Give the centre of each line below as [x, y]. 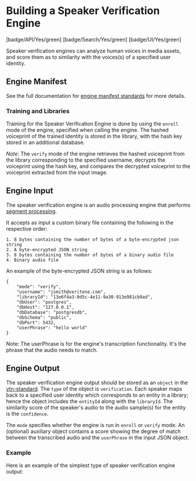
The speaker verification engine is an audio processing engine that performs [98, 205]
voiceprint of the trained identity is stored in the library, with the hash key [94, 137]
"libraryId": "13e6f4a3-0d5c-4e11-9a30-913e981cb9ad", [85, 297]
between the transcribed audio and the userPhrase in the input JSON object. [98, 437]
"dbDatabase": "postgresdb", [52, 312]
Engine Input [30, 191]
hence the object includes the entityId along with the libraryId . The [90, 401]
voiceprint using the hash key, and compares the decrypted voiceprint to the [98, 166]
